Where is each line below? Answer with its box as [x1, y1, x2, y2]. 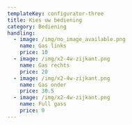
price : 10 [19, 49, 49, 56]
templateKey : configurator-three [7, 10, 104, 17]
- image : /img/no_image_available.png [13, 36, 126, 43]
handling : [7, 29, 36, 37]
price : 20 [19, 68, 49, 75]
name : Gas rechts [19, 62, 70, 69]
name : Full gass [19, 101, 67, 108]
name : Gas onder [19, 81, 67, 88]
